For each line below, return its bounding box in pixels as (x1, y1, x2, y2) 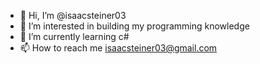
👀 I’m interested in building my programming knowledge (19, 20, 250, 32)
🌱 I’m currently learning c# (19, 31, 130, 42)
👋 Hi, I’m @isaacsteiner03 (19, 10, 127, 21)
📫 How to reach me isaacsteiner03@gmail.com (19, 42, 218, 54)
